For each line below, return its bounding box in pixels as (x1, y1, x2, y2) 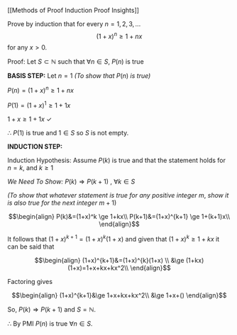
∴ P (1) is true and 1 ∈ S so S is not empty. (7, 128, 129, 137)
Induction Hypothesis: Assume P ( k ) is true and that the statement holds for (7, 156, 226, 164)
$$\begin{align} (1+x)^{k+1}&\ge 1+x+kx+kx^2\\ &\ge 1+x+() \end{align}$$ (11, 290, 227, 300)
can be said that (7, 242, 55, 251)
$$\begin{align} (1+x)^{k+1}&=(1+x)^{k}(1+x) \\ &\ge (34, 256, 184, 264)
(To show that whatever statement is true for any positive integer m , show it (7, 191, 229, 199)
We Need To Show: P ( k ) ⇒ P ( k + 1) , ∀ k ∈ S (7, 177, 136, 186)
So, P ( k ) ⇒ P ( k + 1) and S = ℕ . (7, 305, 96, 314)
